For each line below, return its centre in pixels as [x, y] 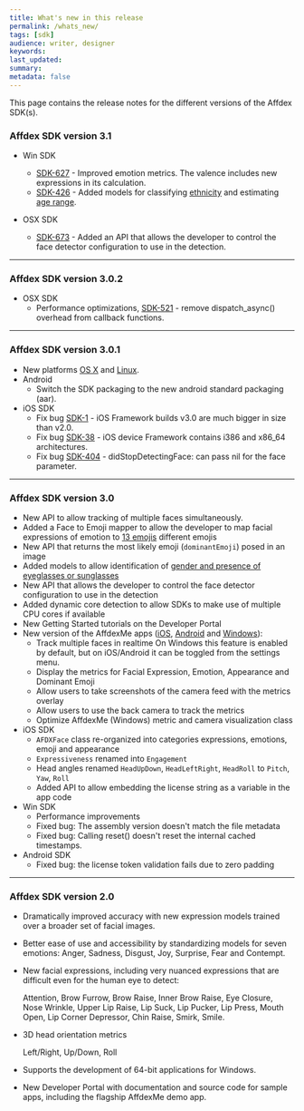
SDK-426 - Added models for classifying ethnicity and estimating [157, 192]
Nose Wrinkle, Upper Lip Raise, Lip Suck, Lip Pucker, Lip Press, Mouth [153, 1008]
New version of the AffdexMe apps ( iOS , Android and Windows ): [142, 633]
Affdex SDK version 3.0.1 [65, 350]
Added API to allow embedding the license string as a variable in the [163, 787]
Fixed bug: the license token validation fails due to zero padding [155, 864]
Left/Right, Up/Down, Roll [70, 1052]
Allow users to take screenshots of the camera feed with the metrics [163, 691]
